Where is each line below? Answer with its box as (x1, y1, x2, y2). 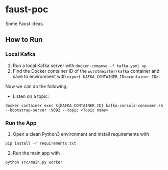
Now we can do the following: (5, 83, 68, 89)
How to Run (5, 35, 43, 44)
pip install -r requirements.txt (5, 141, 77, 146)
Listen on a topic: (12, 93, 50, 99)
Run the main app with (12, 150, 60, 156)
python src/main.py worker (5, 160, 63, 165)
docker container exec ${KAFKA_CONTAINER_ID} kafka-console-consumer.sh (5, 103, 163, 108)
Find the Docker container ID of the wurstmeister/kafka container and (12, 68, 160, 74)
